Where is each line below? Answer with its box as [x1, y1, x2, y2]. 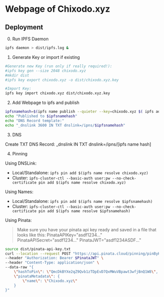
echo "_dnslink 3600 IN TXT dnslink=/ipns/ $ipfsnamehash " [5, 123, 125, 128]
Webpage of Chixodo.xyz [5, 3, 111, 15]
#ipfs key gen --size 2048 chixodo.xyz [5, 68, 86, 73]
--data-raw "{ [5, 265, 34, 270]
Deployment [5, 23, 43, 31]
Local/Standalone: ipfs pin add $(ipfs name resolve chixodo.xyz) [12, 170, 149, 175]
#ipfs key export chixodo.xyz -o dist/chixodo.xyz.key [5, 77, 119, 82]
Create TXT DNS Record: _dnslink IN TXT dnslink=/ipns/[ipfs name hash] [5, 141, 151, 147]
